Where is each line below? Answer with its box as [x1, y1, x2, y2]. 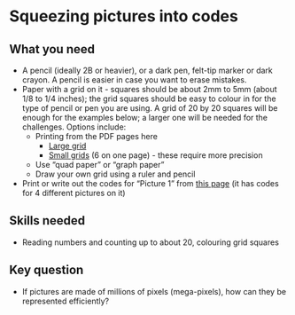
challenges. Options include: [21, 122, 127, 132]
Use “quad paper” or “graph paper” [35, 160, 165, 169]
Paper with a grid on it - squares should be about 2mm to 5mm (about [21, 84, 277, 94]
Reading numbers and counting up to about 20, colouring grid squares [21, 237, 279, 248]
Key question [9, 263, 84, 278]
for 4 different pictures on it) [21, 188, 126, 198]
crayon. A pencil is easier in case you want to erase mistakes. [21, 75, 247, 85]
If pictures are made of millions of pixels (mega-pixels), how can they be [21, 286, 286, 296]
